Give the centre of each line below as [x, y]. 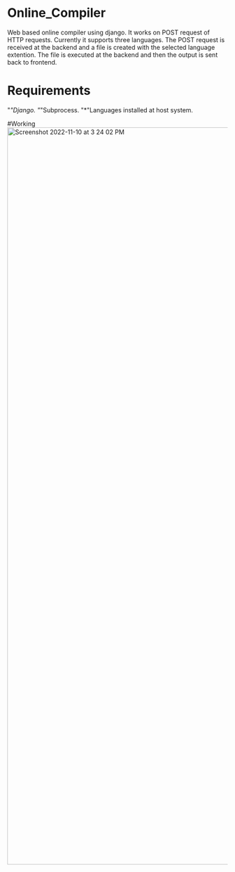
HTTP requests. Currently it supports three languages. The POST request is [116, 39]
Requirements [49, 91]
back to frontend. [32, 62]
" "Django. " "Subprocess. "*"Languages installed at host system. [100, 110]
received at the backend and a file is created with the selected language [111, 47]
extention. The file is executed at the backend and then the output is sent [113, 55]
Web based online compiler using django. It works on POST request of [108, 32]
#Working [21, 124]
